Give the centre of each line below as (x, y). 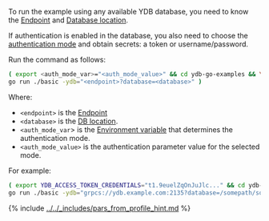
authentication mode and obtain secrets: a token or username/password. (128, 44)
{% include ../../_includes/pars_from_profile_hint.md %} (100, 208)
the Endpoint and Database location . (68, 20)
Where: (20, 97)
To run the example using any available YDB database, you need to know (128, 12)
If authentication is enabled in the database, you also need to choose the (128, 36)
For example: (30, 171)
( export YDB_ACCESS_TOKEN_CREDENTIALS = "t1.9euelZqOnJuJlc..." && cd (127, 185)
